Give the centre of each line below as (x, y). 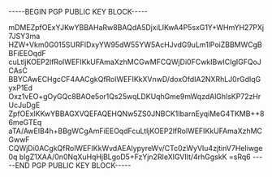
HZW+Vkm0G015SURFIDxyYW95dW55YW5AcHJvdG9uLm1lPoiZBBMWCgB (135, 45)
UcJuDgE (24, 105)
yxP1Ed (21, 88)
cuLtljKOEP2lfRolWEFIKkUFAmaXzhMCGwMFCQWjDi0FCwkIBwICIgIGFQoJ (135, 62)
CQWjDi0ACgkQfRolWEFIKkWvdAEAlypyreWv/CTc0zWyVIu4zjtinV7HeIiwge (136, 148)
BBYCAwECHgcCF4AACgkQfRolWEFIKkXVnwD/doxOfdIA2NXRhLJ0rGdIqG (135, 79)
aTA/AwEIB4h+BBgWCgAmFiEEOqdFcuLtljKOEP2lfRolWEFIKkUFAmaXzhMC (135, 131)
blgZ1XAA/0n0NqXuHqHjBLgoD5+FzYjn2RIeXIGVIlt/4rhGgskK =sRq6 (135, 157)
